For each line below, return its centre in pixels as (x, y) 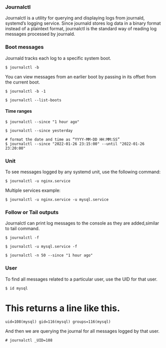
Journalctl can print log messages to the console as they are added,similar (82, 223)
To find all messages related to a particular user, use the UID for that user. (81, 279)
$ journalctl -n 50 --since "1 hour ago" (49, 255)
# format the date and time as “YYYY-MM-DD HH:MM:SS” (63, 140)
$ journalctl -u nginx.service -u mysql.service (57, 200)
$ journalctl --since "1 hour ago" (42, 122)
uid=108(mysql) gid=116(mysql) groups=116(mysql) (58, 322)
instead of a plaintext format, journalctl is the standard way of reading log (81, 29)
